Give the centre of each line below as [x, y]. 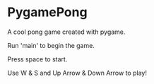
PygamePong [47, 12]
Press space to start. [37, 59]
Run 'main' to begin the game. [51, 45]
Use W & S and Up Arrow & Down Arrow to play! [77, 73]
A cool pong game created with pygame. [66, 32]
